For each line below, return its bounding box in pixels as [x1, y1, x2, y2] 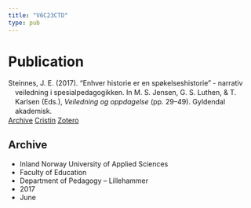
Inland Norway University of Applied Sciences [19, 159, 169, 169]
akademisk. [15, 107, 53, 116]
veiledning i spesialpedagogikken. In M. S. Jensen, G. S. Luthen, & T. [15, 88, 237, 97]
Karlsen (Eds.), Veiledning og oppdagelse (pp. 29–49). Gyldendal [15, 97, 226, 107]
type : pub [8, 19, 41, 27]
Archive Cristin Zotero [8, 115, 79, 125]
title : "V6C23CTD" [8, 11, 68, 20]
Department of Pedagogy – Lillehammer [19, 176, 149, 185]
